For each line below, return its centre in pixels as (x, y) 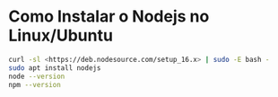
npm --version (35, 84)
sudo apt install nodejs (55, 68)
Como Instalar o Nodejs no (109, 17)
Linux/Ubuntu (61, 35)
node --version (37, 76)
